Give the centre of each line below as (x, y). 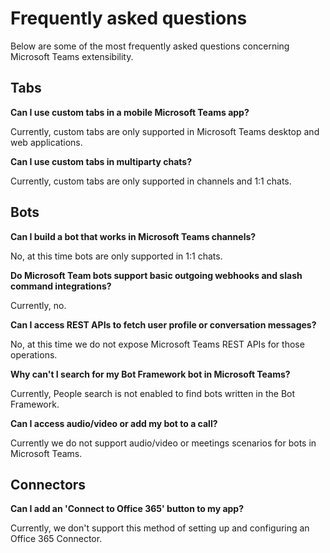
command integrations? (61, 286)
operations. (34, 354)
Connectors (48, 484)
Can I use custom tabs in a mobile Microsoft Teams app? (130, 112)
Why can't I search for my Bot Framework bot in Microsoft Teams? (150, 374)
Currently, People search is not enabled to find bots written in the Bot (153, 393)
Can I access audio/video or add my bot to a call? (114, 423)
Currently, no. (38, 305)
